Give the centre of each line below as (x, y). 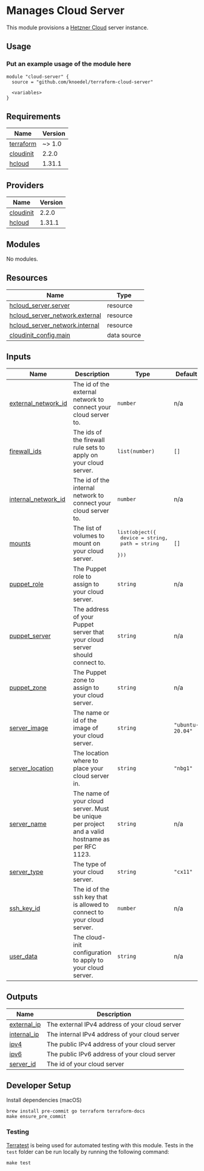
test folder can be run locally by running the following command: (88, 1152)
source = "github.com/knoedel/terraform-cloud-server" (83, 82)
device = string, (144, 537)
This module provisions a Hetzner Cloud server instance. (77, 27)
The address (91, 609)
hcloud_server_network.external (55, 315)
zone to (84, 680)
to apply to (88, 960)
